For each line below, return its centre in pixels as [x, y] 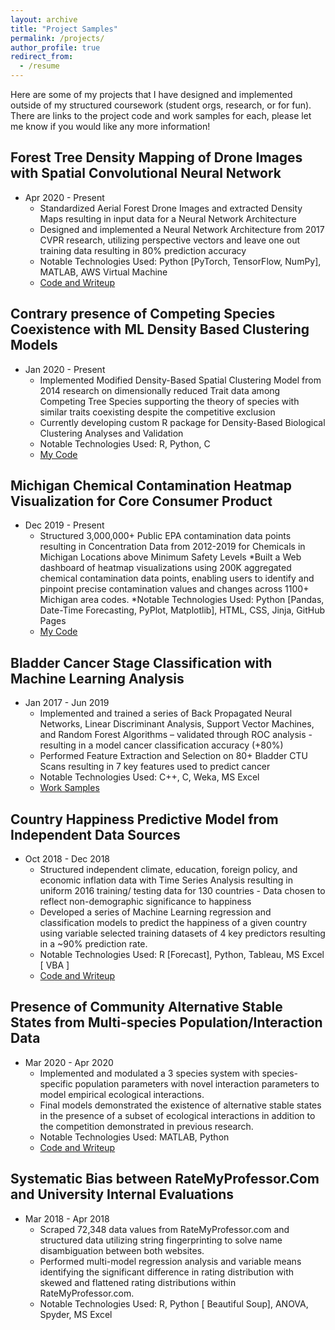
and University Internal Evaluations [122, 1194]
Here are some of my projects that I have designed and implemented [151, 94]
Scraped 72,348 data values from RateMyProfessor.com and [164, 1229]
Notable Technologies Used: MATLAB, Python [134, 1137]
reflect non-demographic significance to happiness [145, 902]
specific [56, 1083]
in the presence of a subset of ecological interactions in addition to [177, 1115]
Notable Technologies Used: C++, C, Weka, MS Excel [149, 777]
